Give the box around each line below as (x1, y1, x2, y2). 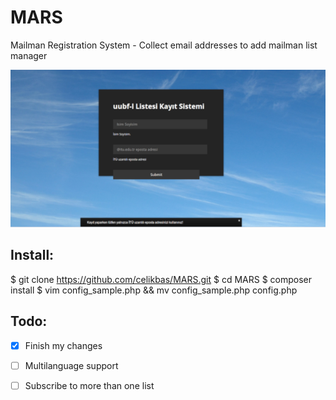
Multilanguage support (24, 359, 119, 371)
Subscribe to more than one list (24, 379, 155, 391)
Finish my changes (24, 339, 103, 351)
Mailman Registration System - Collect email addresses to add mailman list (10, 39, 318, 51)
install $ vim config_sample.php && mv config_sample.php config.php (10, 284, 298, 296)
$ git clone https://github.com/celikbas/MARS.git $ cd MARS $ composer (10, 273, 313, 285)
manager (10, 49, 48, 61)
